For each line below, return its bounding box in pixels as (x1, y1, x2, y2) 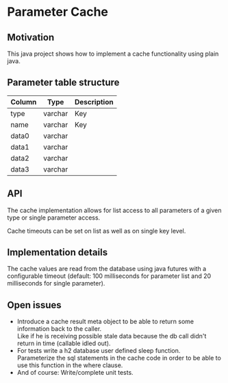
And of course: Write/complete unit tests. (16, 369, 134, 377)
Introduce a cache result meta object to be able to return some (16, 317, 194, 326)
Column (10, 97, 37, 106)
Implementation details (7, 246, 108, 258)
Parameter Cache (7, 4, 108, 20)
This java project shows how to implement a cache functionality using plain (7, 49, 219, 58)
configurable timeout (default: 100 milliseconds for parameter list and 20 (7, 272, 212, 280)
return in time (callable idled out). (16, 339, 111, 347)
